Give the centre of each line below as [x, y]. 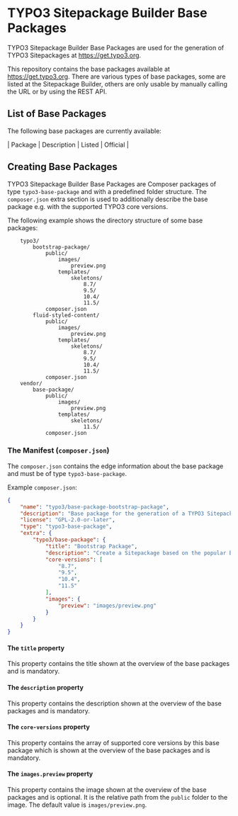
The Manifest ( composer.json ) [58, 450]
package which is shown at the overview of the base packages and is [109, 750]
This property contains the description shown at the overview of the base [114, 703]
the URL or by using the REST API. [57, 91]
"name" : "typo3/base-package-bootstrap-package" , [95, 507]
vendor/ [31, 383]
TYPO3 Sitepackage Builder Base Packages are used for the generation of [116, 47]
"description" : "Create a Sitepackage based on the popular [136, 553]
